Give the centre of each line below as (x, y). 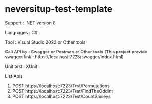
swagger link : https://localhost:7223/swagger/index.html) (65, 57)
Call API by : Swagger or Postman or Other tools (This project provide (76, 52)
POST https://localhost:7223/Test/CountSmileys (61, 96)
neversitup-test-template (59, 9)
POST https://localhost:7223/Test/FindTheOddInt (63, 91)
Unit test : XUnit (21, 66)
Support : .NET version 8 (30, 23)
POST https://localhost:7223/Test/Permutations (61, 86)
